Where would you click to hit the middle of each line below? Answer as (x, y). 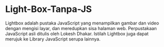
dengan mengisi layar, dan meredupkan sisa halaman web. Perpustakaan (81, 28)
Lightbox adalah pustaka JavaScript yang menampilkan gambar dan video (82, 23)
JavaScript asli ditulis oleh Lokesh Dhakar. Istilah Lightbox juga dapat (77, 33)
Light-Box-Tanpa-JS (49, 9)
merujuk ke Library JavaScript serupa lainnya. (53, 39)
